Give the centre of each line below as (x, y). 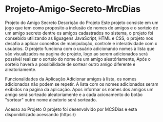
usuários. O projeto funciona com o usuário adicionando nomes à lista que (80, 49)
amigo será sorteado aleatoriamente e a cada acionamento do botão (74, 95)
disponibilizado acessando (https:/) (41, 114)
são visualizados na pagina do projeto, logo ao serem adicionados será (76, 54)
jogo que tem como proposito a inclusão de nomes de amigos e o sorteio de (82, 27)
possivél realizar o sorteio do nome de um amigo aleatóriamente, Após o (78, 59)
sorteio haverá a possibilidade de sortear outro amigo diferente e (70, 64)
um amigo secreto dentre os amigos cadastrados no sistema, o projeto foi (79, 33)
